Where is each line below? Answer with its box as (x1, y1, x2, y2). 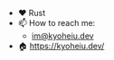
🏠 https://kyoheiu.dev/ (17, 40, 105, 51)
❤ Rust (17, 8, 46, 18)
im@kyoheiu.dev (31, 30, 94, 41)
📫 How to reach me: (17, 18, 96, 28)
